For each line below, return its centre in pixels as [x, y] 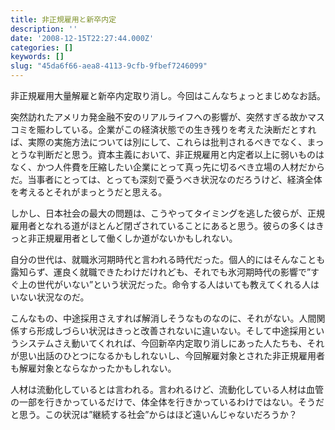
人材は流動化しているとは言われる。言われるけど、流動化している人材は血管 [167, 389]
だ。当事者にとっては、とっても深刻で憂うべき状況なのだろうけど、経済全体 [166, 179]
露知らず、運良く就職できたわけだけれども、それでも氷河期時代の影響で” [161, 272]
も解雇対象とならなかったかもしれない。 [93, 368]
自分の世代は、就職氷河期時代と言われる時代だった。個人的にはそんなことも [168, 259]
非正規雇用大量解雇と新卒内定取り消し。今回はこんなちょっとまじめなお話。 [168, 95]
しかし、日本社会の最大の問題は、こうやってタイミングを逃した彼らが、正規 [168, 213]
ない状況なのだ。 [54, 297]
